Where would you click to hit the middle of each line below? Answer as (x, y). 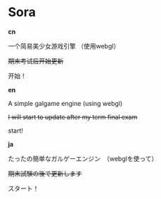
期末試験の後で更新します (45, 173)
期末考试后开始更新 (36, 61)
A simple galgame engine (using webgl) (65, 103)
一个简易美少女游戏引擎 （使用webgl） (64, 46)
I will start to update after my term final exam (73, 117)
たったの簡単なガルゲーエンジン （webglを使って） (83, 158)
